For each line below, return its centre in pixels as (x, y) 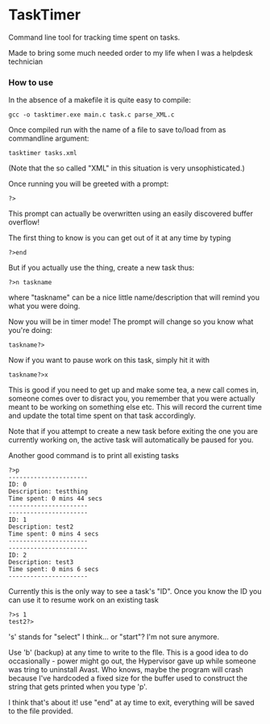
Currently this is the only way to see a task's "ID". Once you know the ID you (135, 591)
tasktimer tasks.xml (43, 154)
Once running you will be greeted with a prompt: (89, 184)
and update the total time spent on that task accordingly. (102, 416)
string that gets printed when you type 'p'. (78, 687)
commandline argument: (49, 138)
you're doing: (30, 330)
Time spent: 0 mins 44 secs (56, 499)
